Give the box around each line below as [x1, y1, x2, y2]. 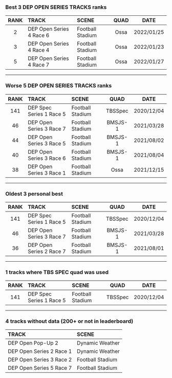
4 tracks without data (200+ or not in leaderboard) [5, 318, 134, 325]
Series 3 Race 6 [28, 155, 66, 162]
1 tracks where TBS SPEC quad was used [5, 268, 109, 276]
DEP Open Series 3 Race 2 [8, 356, 72, 363]
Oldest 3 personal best [5, 190, 63, 197]
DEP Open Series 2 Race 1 [8, 348, 72, 355]
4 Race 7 [28, 61, 50, 69]
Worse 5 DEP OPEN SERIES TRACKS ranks [5, 82, 112, 89]
